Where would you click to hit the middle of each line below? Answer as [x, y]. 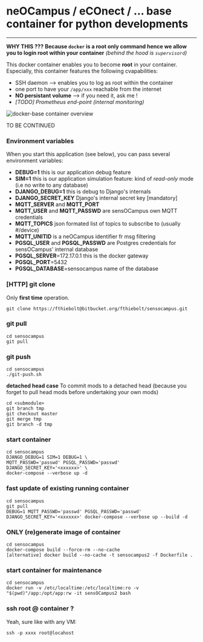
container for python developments [97, 24]
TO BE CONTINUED [31, 125]
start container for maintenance [54, 570]
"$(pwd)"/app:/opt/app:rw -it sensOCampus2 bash [69, 594]
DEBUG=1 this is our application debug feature [73, 172]
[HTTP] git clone [31, 284]
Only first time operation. [38, 297]
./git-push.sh [24, 375]
